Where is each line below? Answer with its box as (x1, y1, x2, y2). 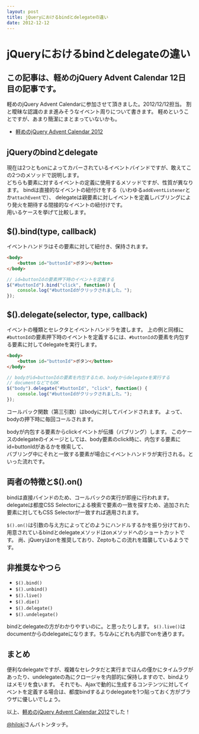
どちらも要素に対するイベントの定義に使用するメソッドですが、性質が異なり (7, 179, 194, 186)
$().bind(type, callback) (7, 226, 97, 237)
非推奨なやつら (7, 563, 62, 573)
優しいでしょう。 (22, 696, 64, 703)
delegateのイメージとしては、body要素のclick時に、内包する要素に (17, 435, 181, 443)
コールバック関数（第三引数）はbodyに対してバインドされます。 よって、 (7, 408, 185, 415)
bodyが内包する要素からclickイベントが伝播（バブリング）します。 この (7, 428, 182, 435)
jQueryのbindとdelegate (7, 147, 98, 157)
